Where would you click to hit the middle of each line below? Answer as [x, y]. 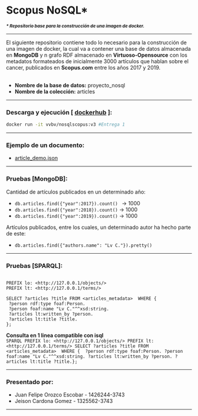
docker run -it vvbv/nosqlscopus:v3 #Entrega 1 [66, 125]
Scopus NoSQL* [47, 10]
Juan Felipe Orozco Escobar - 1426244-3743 [70, 395]
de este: [16, 233]
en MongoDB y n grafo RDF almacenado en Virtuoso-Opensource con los [97, 55]
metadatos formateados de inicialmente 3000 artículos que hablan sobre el [97, 61]
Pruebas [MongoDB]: [37, 179]
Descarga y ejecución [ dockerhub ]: [59, 112]
